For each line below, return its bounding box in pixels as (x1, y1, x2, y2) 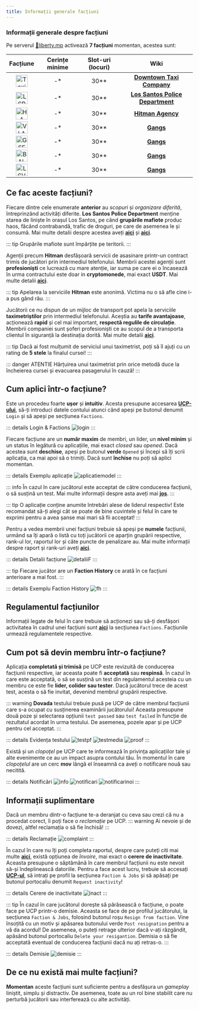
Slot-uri (88, 56, 111, 64)
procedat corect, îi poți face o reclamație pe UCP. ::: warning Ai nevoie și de (6, 817, 191, 824)
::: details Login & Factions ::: (6, 424, 96, 431)
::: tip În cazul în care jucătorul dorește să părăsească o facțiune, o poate (6, 901, 184, 908)
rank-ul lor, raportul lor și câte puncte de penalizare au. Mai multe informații (6, 538, 190, 545)
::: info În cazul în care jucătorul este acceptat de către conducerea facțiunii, (6, 483, 192, 490)
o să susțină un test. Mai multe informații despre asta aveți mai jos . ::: (6, 490, 175, 497)
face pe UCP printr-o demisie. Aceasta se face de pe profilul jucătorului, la (6, 907, 188, 914)
